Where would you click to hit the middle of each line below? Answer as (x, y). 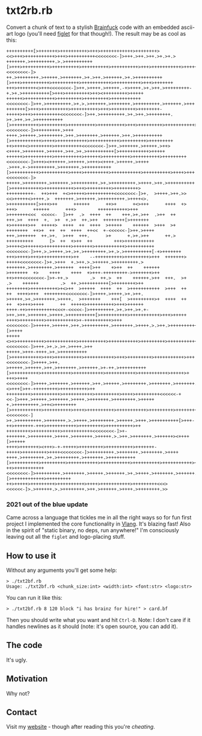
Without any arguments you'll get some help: (62, 570)
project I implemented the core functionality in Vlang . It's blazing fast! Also (99, 524)
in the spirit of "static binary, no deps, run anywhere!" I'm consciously (93, 530)
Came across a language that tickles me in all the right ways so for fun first (99, 518)
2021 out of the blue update (47, 504)
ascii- (188, 27)
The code (24, 645)
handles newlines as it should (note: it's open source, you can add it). (92, 627)
